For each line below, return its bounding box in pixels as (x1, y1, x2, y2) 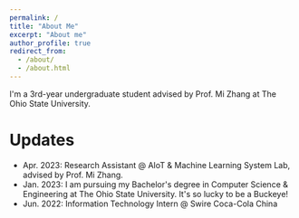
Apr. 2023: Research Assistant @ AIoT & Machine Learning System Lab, (22, 159, 291, 170)
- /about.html (17, 64, 71, 73)
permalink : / (9, 13, 59, 23)
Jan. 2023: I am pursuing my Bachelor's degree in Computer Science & (22, 178, 288, 190)
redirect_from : (9, 47, 67, 56)
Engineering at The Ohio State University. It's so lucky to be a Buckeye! (22, 188, 288, 199)
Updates (9, 130, 75, 150)
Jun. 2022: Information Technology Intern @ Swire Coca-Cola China (22, 198, 278, 209)
